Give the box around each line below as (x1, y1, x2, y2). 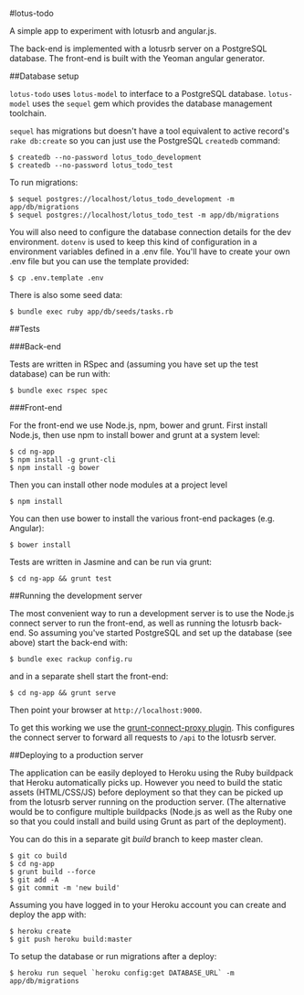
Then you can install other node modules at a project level (9, 479, 228, 490)
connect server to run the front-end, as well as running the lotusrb (9, 617, 258, 628)
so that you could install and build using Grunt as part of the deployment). (9, 816, 287, 827)
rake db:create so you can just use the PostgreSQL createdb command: (9, 135, 280, 145)
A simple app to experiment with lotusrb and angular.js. (9, 26, 217, 36)
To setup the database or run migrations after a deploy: (9, 951, 217, 961)
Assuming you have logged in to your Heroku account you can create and (9, 900, 287, 910)
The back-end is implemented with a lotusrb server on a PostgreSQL (9, 43, 267, 54)
